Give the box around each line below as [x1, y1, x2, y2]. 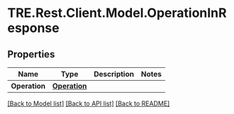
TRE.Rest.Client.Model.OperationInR [7, 5, 227, 21]
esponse [7, 20, 60, 36]
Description [94, 69, 135, 79]
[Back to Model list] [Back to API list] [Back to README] [7, 99, 170, 108]
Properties [7, 48, 55, 60]
